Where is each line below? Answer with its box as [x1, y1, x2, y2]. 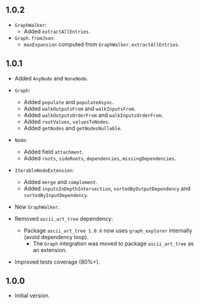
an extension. [32, 246, 67, 253]
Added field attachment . [23, 148, 84, 155]
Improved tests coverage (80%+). [14, 258, 100, 265]
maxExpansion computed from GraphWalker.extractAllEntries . [23, 40, 180, 48]
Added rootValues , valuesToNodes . [23, 117, 110, 125]
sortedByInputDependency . [23, 191, 89, 198]
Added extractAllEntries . [23, 28, 91, 35]
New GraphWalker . [14, 203, 60, 210]
